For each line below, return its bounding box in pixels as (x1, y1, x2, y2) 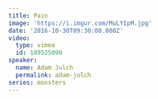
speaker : (8, 57, 38, 65)
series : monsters (8, 78, 67, 86)
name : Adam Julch (15, 64, 74, 72)
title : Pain (8, 11, 48, 20)
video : (8, 34, 30, 42)
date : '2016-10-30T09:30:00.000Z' (8, 26, 124, 34)
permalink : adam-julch (15, 71, 91, 79)
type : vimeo (15, 42, 56, 49)
